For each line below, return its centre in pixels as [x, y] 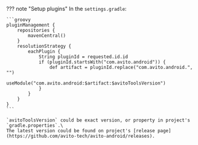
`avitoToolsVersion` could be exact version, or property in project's [98, 120]
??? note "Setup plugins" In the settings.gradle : [66, 9]
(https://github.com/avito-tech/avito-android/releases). [81, 136]
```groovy [19, 20]
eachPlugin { [44, 51]
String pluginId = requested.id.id [83, 57]
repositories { [36, 30]
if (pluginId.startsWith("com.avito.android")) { [102, 62]
